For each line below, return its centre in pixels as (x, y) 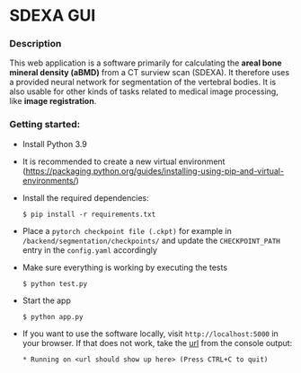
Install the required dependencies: (86, 197)
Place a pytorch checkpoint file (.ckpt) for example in (127, 230)
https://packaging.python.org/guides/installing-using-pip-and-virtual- (155, 170)
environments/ (49, 180)
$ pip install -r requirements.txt (89, 214)
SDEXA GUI (53, 16)
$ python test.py (55, 283)
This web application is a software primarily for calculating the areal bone (146, 63)
